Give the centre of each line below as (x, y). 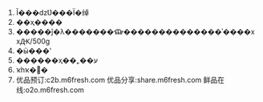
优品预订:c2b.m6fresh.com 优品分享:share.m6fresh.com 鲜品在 (120, 80)
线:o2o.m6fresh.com (50, 90)
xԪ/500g (33, 41)
